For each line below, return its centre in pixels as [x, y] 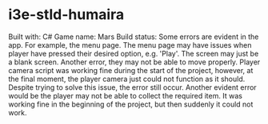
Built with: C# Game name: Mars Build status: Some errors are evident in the [134, 37]
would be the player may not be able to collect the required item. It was [125, 95]
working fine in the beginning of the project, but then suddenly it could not [131, 104]
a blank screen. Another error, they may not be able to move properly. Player [134, 62]
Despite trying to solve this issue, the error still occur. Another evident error [133, 87]
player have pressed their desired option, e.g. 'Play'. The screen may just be [134, 53]
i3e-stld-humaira [66, 15]
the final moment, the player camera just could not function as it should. [127, 79]
